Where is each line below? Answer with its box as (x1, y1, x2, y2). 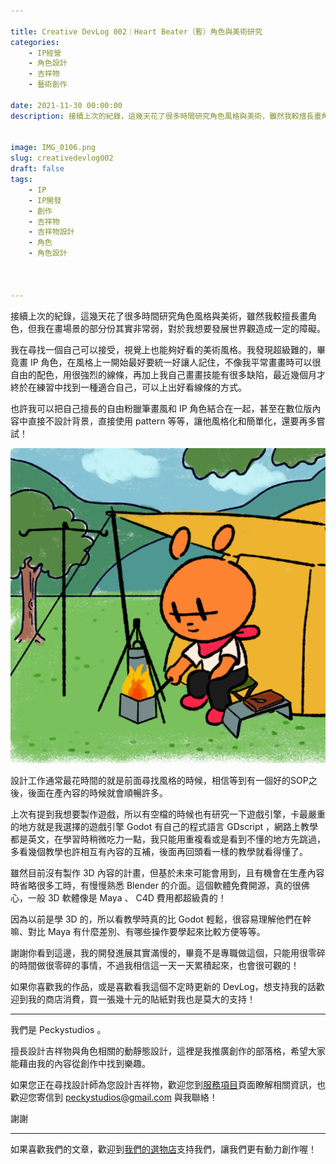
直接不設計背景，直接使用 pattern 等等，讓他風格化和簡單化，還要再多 (27, 415, 317, 427)
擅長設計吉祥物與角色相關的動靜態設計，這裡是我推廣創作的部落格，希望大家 (10, 1045, 326, 1057)
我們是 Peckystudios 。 (10, 1023, 107, 1035)
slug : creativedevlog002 (10, 153, 114, 164)
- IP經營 (28, 48, 62, 58)
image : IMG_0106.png (10, 143, 97, 153)
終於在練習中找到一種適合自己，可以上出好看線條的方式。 (10, 381, 247, 393)
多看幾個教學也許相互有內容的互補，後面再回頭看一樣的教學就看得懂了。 (10, 845, 308, 857)
